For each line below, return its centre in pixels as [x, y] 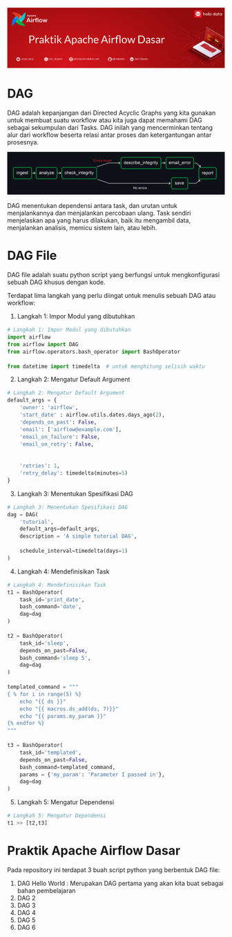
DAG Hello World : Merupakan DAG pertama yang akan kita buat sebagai [120, 883]
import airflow [29, 337]
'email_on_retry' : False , [57, 444]
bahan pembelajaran [46, 890]
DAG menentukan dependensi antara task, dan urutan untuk [92, 206]
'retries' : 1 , [40, 466]
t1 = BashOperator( [35, 592]
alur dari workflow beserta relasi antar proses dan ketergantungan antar [109, 135]
